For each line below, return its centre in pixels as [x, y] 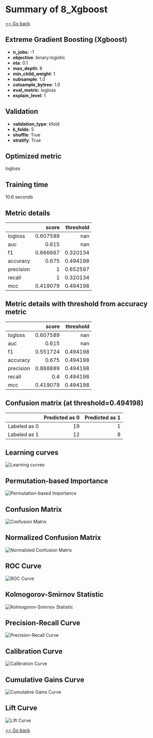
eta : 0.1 [20, 63]
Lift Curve [21, 708]
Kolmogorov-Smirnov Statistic [55, 595]
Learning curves [32, 453]
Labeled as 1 [23, 434]
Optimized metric [34, 156]
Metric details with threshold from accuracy [76, 304]
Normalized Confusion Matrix [53, 538]
